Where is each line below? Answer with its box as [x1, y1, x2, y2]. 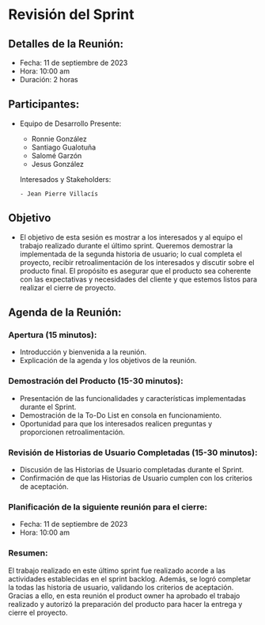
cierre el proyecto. [8, 608, 69, 617]
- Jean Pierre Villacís [19, 190, 99, 198]
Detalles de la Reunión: [8, 37, 124, 51]
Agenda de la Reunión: [8, 306, 122, 320]
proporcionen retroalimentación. [19, 427, 125, 437]
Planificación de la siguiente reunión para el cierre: [8, 501, 208, 512]
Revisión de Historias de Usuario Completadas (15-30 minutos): [8, 447, 258, 458]
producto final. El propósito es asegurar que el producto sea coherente [19, 266, 252, 275]
